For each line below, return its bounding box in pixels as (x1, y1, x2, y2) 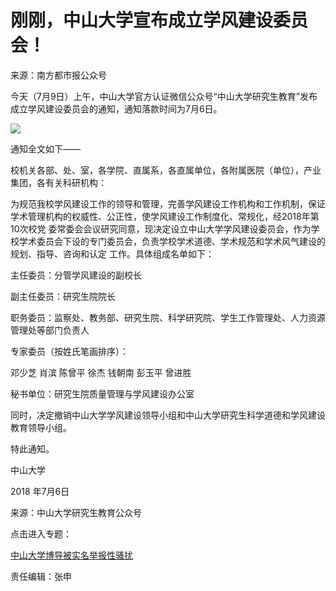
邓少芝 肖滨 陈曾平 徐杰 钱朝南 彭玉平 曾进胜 (10, 366, 192, 378)
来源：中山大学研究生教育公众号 (10, 506, 142, 518)
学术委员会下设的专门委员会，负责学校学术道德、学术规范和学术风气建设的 (18, 235, 326, 247)
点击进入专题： (10, 527, 72, 540)
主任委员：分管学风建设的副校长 (10, 269, 142, 281)
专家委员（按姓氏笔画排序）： (10, 345, 129, 357)
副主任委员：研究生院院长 (10, 290, 116, 302)
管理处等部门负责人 (10, 324, 90, 336)
